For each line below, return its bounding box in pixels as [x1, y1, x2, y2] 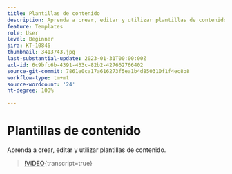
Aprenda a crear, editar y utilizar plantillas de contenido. [7, 146, 166, 154]
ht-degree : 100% [7, 87, 54, 94]
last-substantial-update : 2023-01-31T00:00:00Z [7, 55, 147, 62]
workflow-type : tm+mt [7, 74, 70, 81]
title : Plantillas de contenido [7, 10, 100, 17]
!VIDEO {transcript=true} [23, 159, 93, 168]
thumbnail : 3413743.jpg [7, 49, 76, 56]
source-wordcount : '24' [7, 81, 76, 88]
